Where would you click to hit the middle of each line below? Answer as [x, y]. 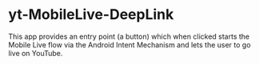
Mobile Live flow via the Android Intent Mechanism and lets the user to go [129, 44]
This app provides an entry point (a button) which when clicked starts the [129, 36]
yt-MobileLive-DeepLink [91, 15]
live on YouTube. [36, 53]
